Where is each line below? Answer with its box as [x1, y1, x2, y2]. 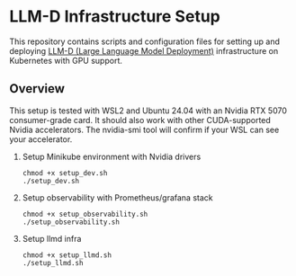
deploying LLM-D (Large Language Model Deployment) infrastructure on [9, 45, 279, 56]
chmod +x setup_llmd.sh [22, 250, 112, 260]
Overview [9, 81, 66, 96]
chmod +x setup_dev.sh [22, 168, 108, 177]
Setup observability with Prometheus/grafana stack [22, 191, 213, 203]
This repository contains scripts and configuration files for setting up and [9, 36, 281, 47]
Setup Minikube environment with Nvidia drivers [22, 151, 202, 162]
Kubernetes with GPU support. [9, 55, 123, 66]
